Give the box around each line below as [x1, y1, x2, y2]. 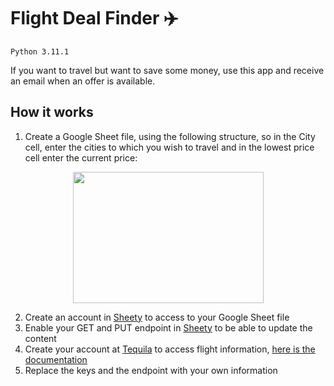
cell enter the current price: [24, 151, 138, 164]
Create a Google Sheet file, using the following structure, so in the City [24, 130, 316, 142]
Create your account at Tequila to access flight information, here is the [24, 343, 316, 355]
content [24, 332, 57, 344]
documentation [24, 353, 88, 365]
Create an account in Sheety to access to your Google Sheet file [24, 311, 290, 323]
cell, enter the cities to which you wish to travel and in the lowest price [24, 141, 315, 153]
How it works [10, 104, 94, 121]
